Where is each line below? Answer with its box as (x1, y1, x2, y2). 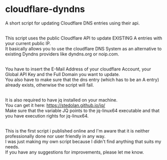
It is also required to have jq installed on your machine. (5, 96, 117, 103)
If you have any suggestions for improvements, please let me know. (5, 149, 144, 155)
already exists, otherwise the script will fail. (5, 81, 94, 88)
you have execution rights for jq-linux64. (5, 112, 89, 118)
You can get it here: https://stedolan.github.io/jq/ (5, 102, 105, 108)
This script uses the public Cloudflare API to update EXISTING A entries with (5, 35, 162, 41)
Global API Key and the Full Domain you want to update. (5, 71, 120, 77)
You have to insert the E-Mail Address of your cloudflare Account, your (5, 66, 151, 72)
